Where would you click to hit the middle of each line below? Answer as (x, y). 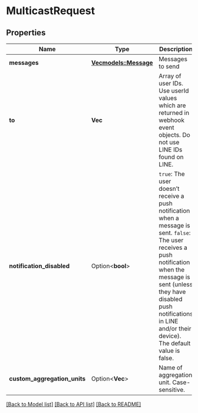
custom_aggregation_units (47, 379)
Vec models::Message (122, 63)
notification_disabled (39, 266)
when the (171, 270)
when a (169, 218)
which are (172, 105)
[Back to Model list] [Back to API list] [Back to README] (74, 404)
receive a (171, 196)
